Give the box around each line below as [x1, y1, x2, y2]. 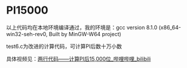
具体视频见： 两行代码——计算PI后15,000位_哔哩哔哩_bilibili [6, 55, 151, 62]
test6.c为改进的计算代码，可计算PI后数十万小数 [6, 43, 122, 50]
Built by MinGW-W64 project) [48, 30, 121, 37]
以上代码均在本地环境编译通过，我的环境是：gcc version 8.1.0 [6, 24, 158, 31]
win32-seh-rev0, [6, 30, 48, 37]
